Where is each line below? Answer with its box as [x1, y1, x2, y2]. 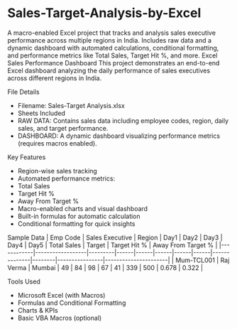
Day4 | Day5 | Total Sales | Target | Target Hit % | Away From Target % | [7, 240, 218, 249]
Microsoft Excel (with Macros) [17, 291, 106, 299]
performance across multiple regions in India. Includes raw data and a [7, 36, 211, 44]
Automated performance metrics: [17, 174, 116, 183]
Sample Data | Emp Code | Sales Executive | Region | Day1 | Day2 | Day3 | [7, 233, 223, 242]
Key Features [7, 153, 46, 161]
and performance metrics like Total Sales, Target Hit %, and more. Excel [7, 51, 218, 60]
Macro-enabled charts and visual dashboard [17, 204, 148, 212]
